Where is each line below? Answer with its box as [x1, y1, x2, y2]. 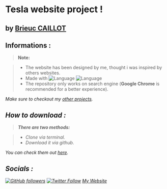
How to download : [5, 111, 66, 119]
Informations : [5, 41, 51, 49]
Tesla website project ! [5, 4, 103, 15]
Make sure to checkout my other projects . [5, 96, 93, 102]
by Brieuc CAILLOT [5, 24, 66, 33]
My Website [82, 178, 107, 184]
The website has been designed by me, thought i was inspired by [25, 65, 162, 71]
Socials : [5, 164, 34, 173]
